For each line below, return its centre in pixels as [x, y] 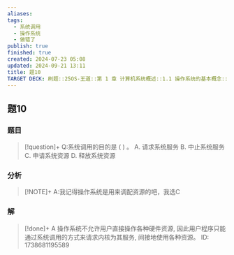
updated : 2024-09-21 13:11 [46, 66]
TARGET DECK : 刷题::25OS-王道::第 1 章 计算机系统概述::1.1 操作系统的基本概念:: [118, 79]
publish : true [28, 46]
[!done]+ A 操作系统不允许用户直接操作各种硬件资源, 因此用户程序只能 [125, 228]
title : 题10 [24, 72]
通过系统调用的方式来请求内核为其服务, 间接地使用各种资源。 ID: [117, 237]
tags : [15, 20]
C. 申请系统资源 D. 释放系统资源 [70, 156]
